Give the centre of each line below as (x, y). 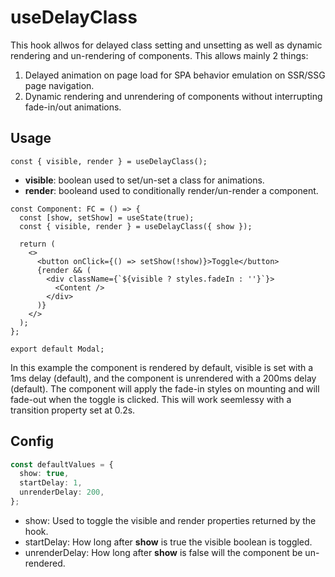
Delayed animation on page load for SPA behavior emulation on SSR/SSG (175, 75)
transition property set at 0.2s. (73, 410)
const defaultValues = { (62, 464)
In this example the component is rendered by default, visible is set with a (162, 367)
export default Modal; (57, 349)
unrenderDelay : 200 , (62, 492)
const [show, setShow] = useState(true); (107, 217)
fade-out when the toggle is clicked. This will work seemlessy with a (151, 399)
